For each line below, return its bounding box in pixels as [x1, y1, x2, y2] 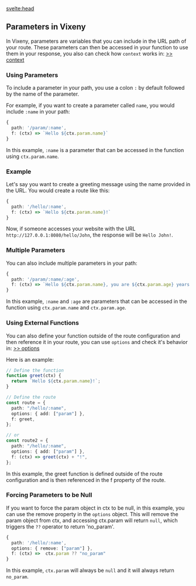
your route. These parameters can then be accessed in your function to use [6, 43, 188, 50]
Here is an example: [6, 356, 54, 363]
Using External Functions [6, 319, 79, 327]
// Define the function [6, 367, 64, 373]
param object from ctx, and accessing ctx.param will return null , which [6, 517, 178, 524]
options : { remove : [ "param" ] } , [11, 545, 93, 551]
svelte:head [6, 5, 35, 12]
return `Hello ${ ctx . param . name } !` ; [11, 378, 101, 384]
